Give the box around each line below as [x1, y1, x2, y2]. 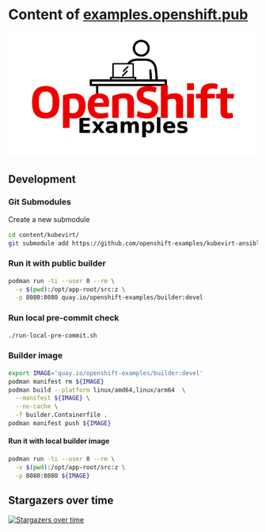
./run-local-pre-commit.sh [8, 331, 97, 339]
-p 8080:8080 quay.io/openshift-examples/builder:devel [15, 293, 203, 302]
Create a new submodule [8, 214, 90, 224]
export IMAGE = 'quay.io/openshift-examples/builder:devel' [8, 369, 203, 377]
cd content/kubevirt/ [8, 231, 80, 239]
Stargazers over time [8, 494, 114, 507]
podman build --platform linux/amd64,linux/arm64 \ [8, 386, 186, 394]
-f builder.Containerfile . [15, 411, 108, 419]
